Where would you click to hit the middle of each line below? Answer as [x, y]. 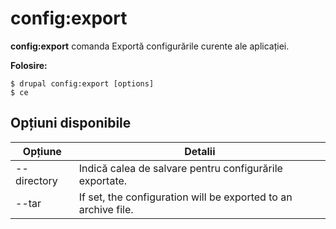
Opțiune [42, 151]
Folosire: [29, 65]
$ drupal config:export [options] [82, 83]
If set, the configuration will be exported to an [185, 197]
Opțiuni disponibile [71, 123]
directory [36, 180]
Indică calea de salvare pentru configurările [180, 168]
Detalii [200, 151]
